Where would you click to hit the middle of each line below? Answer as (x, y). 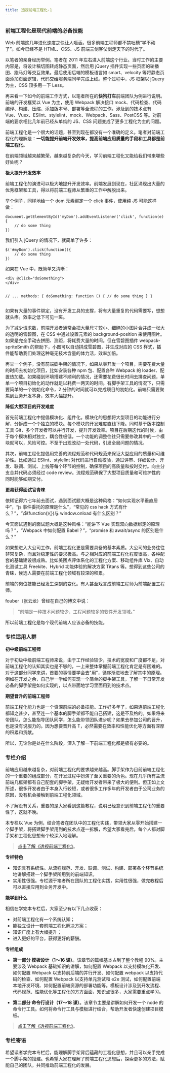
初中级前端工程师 (23, 649)
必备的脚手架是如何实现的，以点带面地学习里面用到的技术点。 (70, 685)
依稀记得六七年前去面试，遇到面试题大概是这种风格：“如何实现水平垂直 (79, 500)
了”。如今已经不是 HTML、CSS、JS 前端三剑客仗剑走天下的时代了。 (76, 49)
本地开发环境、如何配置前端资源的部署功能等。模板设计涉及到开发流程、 (88, 985)
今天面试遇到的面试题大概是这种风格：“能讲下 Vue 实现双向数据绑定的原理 (83, 524)
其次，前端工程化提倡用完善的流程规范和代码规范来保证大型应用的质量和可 (83, 454)
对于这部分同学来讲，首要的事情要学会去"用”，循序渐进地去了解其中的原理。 (85, 672)
